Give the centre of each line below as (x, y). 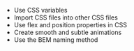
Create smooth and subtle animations (68, 32)
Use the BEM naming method (56, 40)
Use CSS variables (40, 10)
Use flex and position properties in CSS (70, 25)
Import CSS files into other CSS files (66, 17)
